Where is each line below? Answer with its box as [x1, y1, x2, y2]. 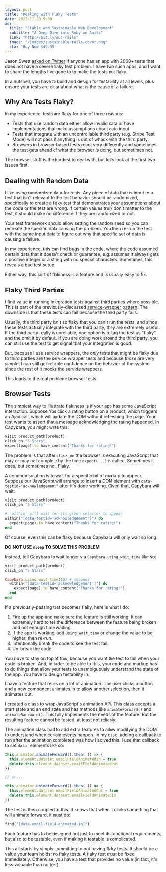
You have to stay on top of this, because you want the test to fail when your [5, 655, 160, 661]
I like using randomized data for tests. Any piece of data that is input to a [5, 190, 153, 195]
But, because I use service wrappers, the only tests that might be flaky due [5, 350, 159, 356]
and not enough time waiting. [12, 624, 72, 630]
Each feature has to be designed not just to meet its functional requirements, [5, 830, 162, 836]
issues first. [5, 162, 29, 168]
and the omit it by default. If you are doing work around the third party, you [5, 335, 158, 341]
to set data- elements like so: [5, 742, 64, 748]
